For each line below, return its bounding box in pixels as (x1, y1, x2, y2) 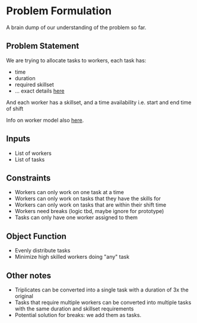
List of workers (14, 150, 52, 157)
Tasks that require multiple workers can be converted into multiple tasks (14, 299, 192, 306)
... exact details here (14, 87, 65, 94)
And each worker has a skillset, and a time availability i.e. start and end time (6, 99, 192, 106)
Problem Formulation (6, 4, 112, 18)
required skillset (14, 81, 55, 88)
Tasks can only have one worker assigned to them (14, 214, 138, 221)
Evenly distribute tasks (14, 247, 71, 254)
